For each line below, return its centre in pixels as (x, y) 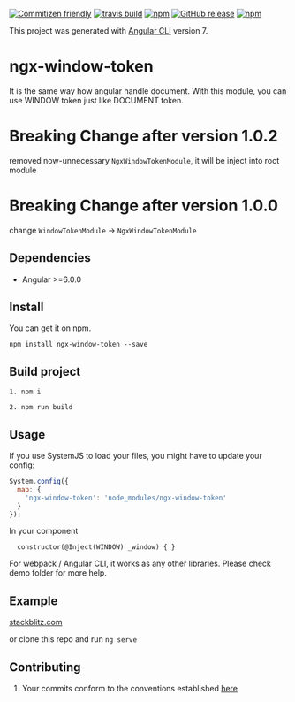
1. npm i (25, 392)
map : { (29, 489)
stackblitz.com (36, 622)
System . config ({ (39, 482)
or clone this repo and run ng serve (73, 639)
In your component (44, 531)
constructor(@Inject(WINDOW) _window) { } (96, 547)
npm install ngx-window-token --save (79, 345)
